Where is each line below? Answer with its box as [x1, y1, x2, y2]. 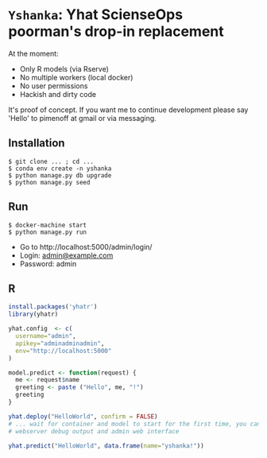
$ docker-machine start [8, 221, 87, 229]
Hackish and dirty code [19, 89, 97, 99]
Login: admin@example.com [19, 250, 114, 260]
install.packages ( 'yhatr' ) [8, 303, 98, 311]
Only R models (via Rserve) [19, 64, 110, 73]
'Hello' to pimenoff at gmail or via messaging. [8, 113, 157, 122]
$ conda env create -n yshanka [8, 165, 112, 173]
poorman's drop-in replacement [8, 22, 224, 41]
